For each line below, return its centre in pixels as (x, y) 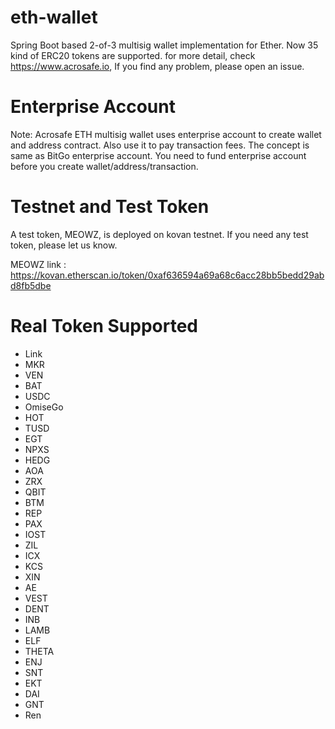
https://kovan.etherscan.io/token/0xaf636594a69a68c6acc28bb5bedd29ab (167, 275)
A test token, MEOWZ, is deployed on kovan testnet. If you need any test (159, 234)
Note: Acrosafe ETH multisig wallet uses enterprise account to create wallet (166, 134)
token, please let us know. (64, 245)
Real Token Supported (104, 326)
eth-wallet (54, 17)
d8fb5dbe (31, 285)
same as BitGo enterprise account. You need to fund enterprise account (158, 155)
